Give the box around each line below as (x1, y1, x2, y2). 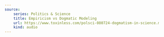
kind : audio (13, 25, 38, 30)
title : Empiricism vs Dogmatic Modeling (13, 16, 97, 21)
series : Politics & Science (13, 12, 70, 16)
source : (4, 7, 21, 12)
